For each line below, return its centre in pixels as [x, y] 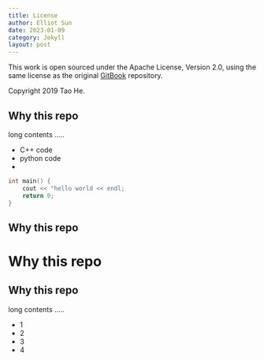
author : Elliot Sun [40, 23]
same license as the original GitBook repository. [86, 76]
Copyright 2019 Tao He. [46, 91]
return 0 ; [39, 195]
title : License [33, 15]
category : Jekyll [37, 37]
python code [40, 158]
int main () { [30, 181]
